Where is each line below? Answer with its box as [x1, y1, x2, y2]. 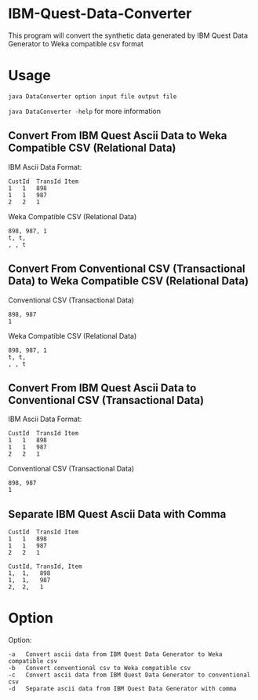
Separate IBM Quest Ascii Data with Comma [8, 508, 227, 521]
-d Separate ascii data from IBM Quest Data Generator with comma [8, 685, 237, 693]
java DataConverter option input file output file [8, 92, 177, 101]
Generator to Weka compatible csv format [8, 38, 144, 48]
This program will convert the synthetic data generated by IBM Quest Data [8, 31, 249, 40]
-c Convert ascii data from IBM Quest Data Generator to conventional [8, 671, 251, 680]
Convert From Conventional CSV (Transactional [8, 262, 245, 276]
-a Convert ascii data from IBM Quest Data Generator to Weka [8, 651, 223, 658]
